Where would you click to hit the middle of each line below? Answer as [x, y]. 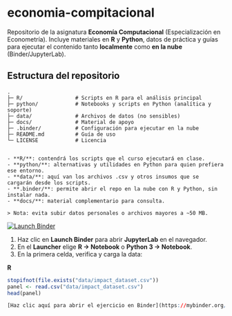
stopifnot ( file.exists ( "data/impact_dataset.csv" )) [83, 280]
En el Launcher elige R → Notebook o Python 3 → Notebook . [105, 247]
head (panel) [24, 293]
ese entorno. [26, 170]
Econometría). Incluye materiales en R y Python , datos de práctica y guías [113, 39]
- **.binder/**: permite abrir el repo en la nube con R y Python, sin [112, 188]
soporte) [20, 110]
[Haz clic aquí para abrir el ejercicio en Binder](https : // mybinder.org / [117, 306]
